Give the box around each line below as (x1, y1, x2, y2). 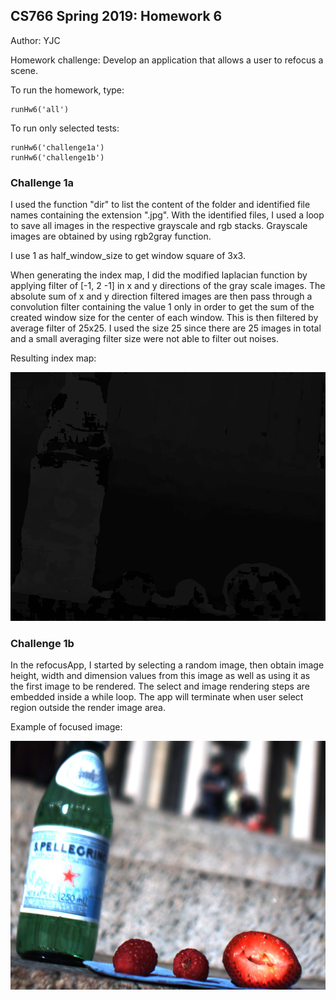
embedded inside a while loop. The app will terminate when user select (10, 691, 304, 703)
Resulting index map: (10, 352, 97, 364)
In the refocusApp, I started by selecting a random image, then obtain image (10, 659, 325, 671)
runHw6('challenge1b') (10, 152, 105, 163)
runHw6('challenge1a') (10, 142, 105, 153)
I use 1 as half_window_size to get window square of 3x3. (10, 250, 246, 262)
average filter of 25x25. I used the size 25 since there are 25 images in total (10, 322, 322, 334)
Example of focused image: (10, 721, 123, 733)
